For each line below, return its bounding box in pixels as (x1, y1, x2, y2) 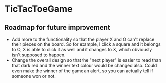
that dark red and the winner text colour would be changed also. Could (11, 63, 157, 68)
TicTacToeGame (4, 3, 73, 15)
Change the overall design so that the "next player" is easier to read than (11, 57, 161, 63)
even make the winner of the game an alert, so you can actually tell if (11, 68, 154, 74)
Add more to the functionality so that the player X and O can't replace (11, 36, 155, 42)
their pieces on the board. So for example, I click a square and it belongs (11, 41, 161, 47)
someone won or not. (11, 73, 56, 79)
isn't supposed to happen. (11, 52, 66, 58)
